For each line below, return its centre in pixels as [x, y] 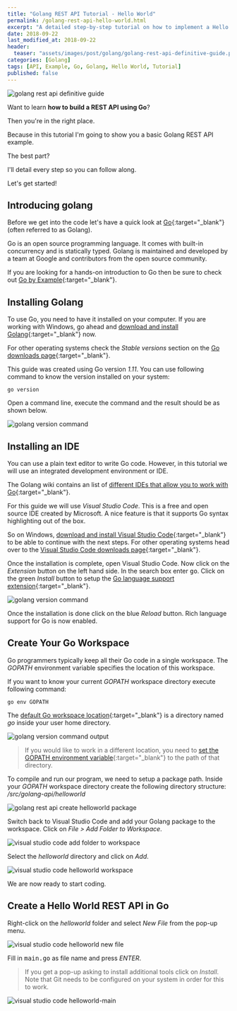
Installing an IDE [43, 446]
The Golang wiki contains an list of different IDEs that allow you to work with [118, 484]
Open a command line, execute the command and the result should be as [114, 403]
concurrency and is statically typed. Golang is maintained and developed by [117, 251]
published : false [33, 73]
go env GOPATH [28, 702]
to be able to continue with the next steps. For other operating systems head [119, 542]
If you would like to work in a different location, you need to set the [121, 750]
